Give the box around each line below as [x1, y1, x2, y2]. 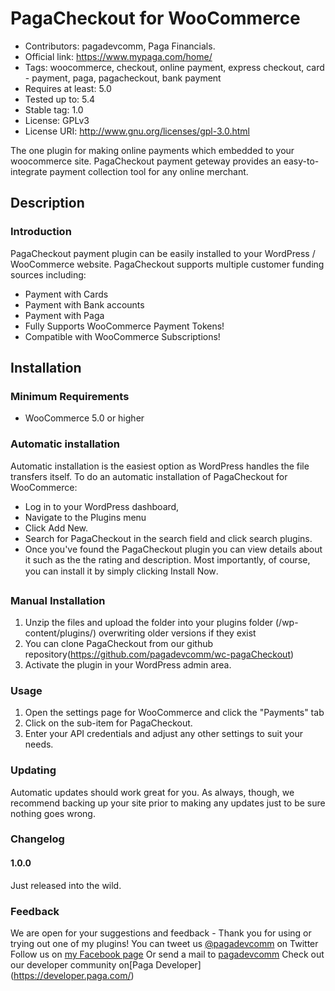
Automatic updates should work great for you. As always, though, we [10, 786, 295, 798]
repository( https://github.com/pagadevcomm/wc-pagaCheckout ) [24, 648, 295, 660]
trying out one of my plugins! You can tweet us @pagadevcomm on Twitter [10, 937, 319, 949]
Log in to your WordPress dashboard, [24, 500, 180, 512]
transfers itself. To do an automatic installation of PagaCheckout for [10, 470, 288, 482]
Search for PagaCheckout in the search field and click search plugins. [24, 532, 313, 544]
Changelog [10, 832, 65, 846]
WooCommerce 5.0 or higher [24, 412, 145, 424]
